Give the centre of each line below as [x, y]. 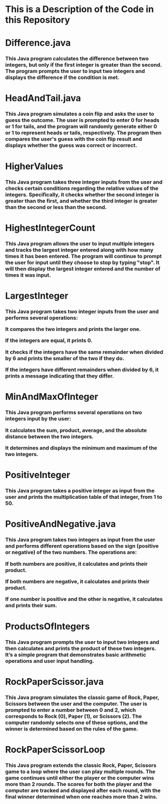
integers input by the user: [38, 419]
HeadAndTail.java [43, 98]
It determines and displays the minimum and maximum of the [81, 448]
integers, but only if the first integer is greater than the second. [83, 65]
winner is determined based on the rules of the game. [72, 729]
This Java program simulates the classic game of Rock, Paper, [82, 697]
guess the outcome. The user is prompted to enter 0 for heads [82, 120]
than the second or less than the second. [56, 207]
